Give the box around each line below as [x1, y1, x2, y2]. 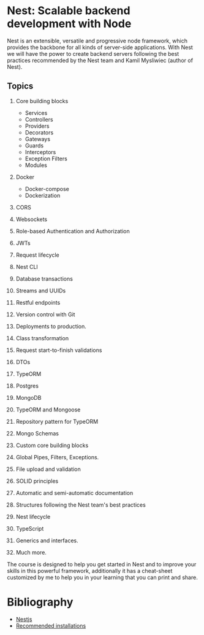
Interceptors [25, 148, 56, 155]
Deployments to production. [15, 322, 86, 330]
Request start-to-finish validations [15, 346, 102, 354]
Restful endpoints [15, 298, 61, 306]
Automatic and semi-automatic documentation [15, 489, 134, 496]
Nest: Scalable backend [7, 4, 130, 18]
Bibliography [7, 595, 74, 609]
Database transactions [15, 275, 73, 282]
